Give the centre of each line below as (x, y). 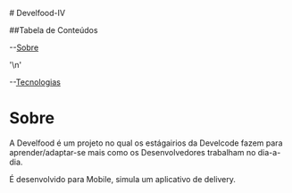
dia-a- (269, 152)
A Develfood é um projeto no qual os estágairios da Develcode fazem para (146, 143)
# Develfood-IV (37, 13)
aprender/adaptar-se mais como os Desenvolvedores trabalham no (133, 152)
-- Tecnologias (35, 82)
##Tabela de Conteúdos (54, 30)
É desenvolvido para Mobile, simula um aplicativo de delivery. (123, 179)
